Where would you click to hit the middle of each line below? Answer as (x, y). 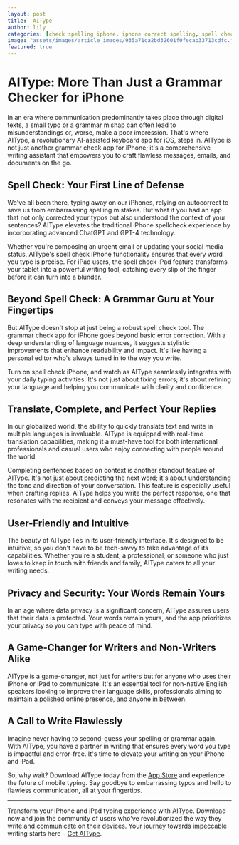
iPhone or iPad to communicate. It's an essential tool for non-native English (117, 683)
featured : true (30, 47)
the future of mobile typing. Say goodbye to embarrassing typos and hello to (119, 782)
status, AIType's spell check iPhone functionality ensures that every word (115, 254)
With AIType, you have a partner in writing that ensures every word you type (119, 746)
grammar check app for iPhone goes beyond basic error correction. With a (117, 335)
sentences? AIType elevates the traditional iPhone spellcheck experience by (119, 225)
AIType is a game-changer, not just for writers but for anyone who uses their (119, 676)
